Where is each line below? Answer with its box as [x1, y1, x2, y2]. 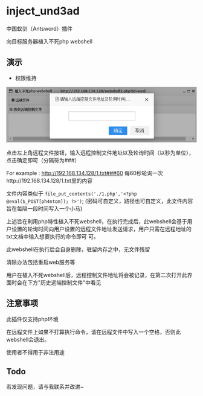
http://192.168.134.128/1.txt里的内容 [6, 177, 92, 184]
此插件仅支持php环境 [6, 315, 59, 322]
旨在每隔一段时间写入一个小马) [6, 205, 83, 212]
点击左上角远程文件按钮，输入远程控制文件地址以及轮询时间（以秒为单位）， [6, 149, 195, 156]
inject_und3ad [6, 4, 80, 18]
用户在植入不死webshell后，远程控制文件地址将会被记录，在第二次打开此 [6, 271, 187, 278]
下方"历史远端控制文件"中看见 [27, 279, 101, 286]
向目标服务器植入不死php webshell [6, 37, 92, 45]
